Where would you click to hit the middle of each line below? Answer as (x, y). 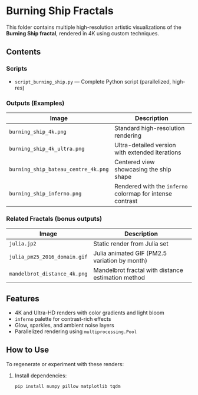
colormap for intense (143, 194)
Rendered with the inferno (151, 186)
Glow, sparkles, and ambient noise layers (64, 326)
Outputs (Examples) (35, 103)
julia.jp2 (23, 244)
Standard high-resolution (150, 128)
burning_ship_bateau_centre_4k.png (59, 169)
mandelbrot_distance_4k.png (48, 274)
